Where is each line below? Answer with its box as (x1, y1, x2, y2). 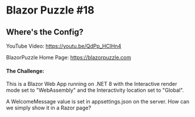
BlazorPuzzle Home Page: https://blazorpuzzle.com (6, 54, 132, 61)
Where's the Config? (6, 27, 84, 37)
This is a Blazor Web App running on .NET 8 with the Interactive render (6, 81, 177, 88)
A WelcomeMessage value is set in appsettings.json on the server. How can (6, 98, 190, 105)
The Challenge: (6, 67, 45, 74)
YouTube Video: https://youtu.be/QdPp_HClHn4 (6, 42, 122, 49)
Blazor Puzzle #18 (6, 4, 95, 17)
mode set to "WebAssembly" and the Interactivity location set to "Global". (6, 86, 184, 94)
